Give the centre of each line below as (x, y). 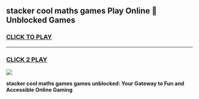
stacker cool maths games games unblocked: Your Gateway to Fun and (95, 83)
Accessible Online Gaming (39, 90)
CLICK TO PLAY (29, 37)
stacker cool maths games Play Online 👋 (82, 11)
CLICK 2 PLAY (27, 59)
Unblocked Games (41, 20)
